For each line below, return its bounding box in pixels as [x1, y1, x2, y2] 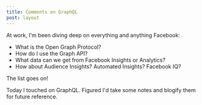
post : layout [6, 15, 40, 21]
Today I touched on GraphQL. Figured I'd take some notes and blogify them [6, 86, 197, 93]
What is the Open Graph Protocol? [15, 43, 102, 51]
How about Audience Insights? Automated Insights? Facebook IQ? [15, 62, 181, 70]
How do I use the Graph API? [15, 49, 88, 57]
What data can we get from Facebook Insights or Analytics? [15, 56, 166, 63]
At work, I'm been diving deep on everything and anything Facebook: [6, 31, 180, 38]
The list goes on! [6, 74, 49, 82]
